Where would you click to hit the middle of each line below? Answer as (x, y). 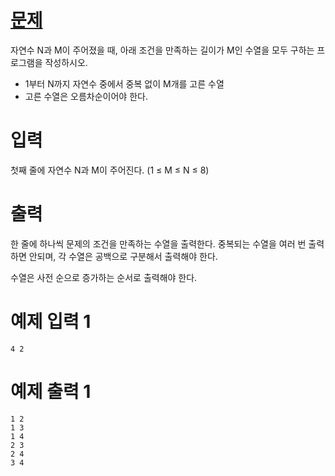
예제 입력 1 (51, 322)
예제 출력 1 (51, 391)
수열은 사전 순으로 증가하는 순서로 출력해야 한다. (104, 277)
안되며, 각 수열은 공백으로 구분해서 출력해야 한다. (123, 256)
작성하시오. (66, 62)
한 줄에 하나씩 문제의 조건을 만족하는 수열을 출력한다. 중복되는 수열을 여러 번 (158, 243)
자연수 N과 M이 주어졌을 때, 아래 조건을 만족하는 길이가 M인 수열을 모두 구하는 (162, 50)
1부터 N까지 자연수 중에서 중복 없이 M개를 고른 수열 (124, 83)
